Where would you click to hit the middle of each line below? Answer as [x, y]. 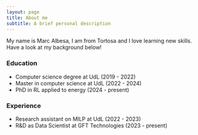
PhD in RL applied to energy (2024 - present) [72, 90]
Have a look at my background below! [54, 47]
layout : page [23, 12]
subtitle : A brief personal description [59, 23]
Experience [24, 106]
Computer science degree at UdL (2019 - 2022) [75, 77]
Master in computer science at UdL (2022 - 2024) [78, 83]
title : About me [27, 18]
